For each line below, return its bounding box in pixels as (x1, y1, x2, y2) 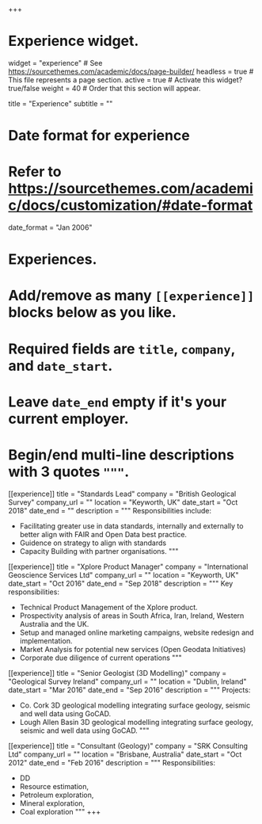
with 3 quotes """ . (8, 463, 130, 480)
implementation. (19, 635, 73, 646)
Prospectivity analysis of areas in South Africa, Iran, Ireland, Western (19, 611, 245, 620)
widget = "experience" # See (8, 58, 103, 67)
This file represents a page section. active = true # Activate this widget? (8, 74, 243, 84)
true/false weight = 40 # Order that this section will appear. (8, 83, 201, 93)
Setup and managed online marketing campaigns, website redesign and (19, 628, 255, 637)
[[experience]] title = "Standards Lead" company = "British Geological (8, 489, 237, 498)
